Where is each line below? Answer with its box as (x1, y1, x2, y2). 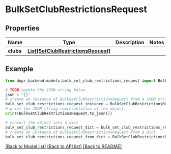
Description (115, 39, 145, 46)
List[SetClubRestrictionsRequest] (27, 47, 111, 54)
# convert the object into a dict (5, 120, 79, 125)
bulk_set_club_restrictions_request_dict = (5, 125, 99, 130)
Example (5, 65, 34, 73)
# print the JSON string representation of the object (5, 106, 124, 111)
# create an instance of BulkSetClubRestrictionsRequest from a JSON (5, 97, 156, 102)
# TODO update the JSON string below (5, 87, 85, 93)
